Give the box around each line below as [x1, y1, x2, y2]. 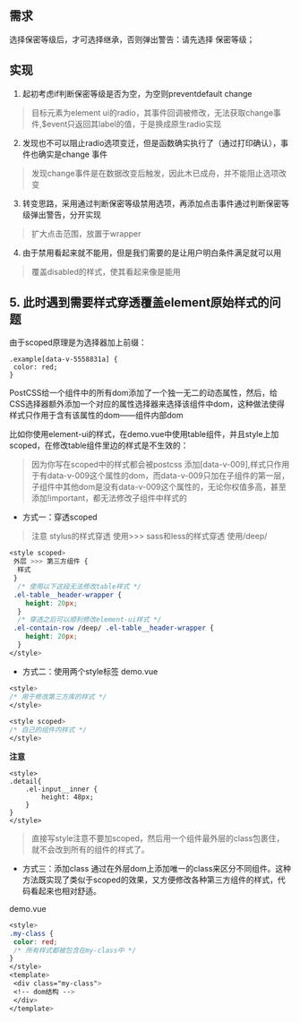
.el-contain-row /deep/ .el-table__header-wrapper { [13, 623, 215, 633]
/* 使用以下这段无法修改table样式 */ [17, 581, 141, 591]
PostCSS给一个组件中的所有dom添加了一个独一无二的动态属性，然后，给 [9, 388, 278, 399]
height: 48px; [41, 792, 94, 802]
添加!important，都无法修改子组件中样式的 [30, 493, 188, 503]
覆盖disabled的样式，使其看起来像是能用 [30, 266, 181, 277]
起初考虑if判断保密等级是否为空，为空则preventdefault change [21, 88, 253, 99]
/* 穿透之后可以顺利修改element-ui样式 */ [17, 615, 162, 624]
